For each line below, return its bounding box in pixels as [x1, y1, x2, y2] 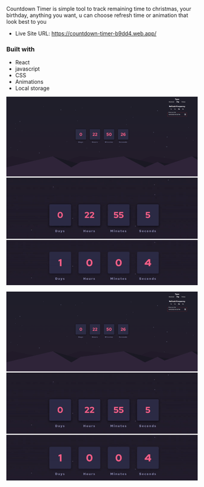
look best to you [6, 18, 47, 25]
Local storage [15, 85, 50, 92]
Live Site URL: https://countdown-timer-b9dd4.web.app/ [15, 30, 157, 37]
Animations [15, 78, 44, 86]
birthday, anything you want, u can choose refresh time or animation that [6, 12, 188, 19]
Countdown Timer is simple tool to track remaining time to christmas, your [6, 5, 191, 12]
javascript [15, 65, 40, 72]
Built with [6, 45, 35, 54]
